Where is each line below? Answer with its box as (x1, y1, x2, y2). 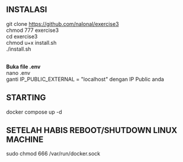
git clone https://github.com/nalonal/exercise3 (6, 20, 120, 27)
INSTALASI (6, 5, 47, 15)
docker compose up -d (6, 108, 62, 115)
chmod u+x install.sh (6, 39, 57, 46)
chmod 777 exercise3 (6, 27, 59, 34)
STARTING (6, 92, 46, 103)
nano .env (6, 69, 31, 76)
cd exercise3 (6, 32, 38, 40)
